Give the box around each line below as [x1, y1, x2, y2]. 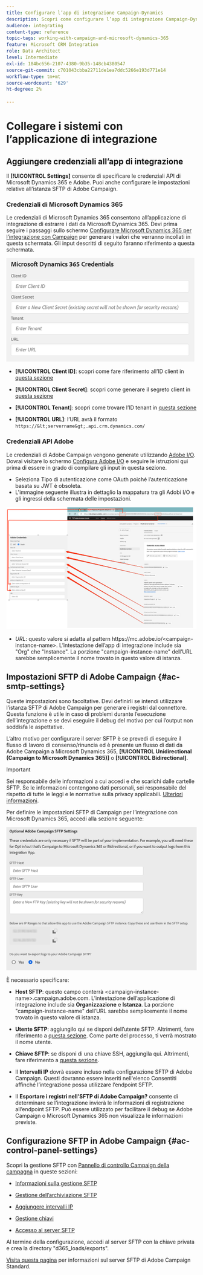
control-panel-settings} [6, 1146, 98, 1156]
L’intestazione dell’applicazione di [91, 994, 175, 1002]
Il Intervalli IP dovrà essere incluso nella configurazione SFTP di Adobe [14, 1068, 193, 1075]
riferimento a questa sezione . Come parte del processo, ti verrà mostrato [14, 1032, 197, 1039]
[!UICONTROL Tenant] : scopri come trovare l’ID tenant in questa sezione [14, 404, 197, 411]
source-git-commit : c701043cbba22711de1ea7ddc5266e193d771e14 [6, 67, 166, 73]
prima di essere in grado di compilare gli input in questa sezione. [6, 464, 167, 471]
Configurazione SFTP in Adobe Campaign [6, 1136, 166, 1146]
